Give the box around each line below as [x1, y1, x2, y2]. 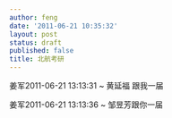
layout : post [9, 29, 58, 38]
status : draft [9, 38, 63, 47]
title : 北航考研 [9, 55, 64, 63]
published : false [9, 46, 74, 55]
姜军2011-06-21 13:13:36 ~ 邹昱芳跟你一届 [9, 99, 164, 110]
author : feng [9, 13, 58, 22]
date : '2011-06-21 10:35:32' [9, 21, 118, 30]
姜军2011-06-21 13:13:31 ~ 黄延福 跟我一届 [9, 80, 164, 90]
